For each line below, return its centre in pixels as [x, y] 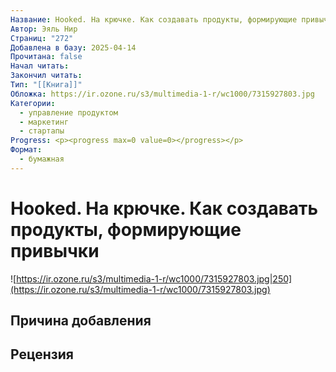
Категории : [33, 103]
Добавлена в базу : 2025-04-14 [73, 47]
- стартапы [42, 131]
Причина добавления [81, 321]
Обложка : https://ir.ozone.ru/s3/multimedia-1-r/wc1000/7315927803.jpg [162, 94]
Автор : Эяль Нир [44, 29]
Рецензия [42, 354]
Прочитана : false [46, 57]
